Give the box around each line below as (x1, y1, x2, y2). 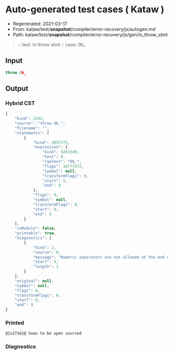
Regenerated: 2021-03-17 (12, 21, 67, 27)
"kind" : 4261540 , (42, 150, 80, 155)
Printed (5, 319, 24, 326)
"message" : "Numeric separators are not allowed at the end (32, 254, 165, 260)
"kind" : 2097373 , (32, 140, 71, 145)
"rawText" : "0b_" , (42, 159, 82, 164)
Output (5, 84, 28, 93)
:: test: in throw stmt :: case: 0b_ (18, 41, 86, 47)
